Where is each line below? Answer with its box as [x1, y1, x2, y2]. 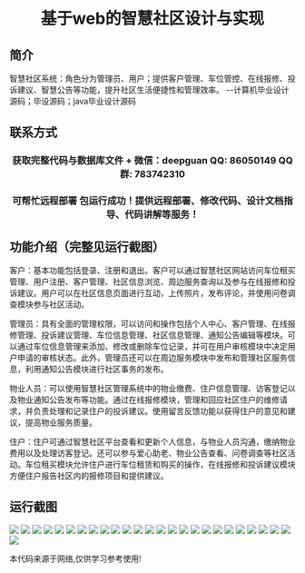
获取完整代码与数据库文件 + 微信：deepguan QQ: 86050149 [12, 154, 277, 167]
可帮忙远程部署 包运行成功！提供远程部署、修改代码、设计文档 [12, 194, 284, 207]
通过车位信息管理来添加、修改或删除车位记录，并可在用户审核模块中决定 [16, 341, 288, 352]
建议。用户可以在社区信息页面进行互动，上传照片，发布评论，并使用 [16, 288, 272, 299]
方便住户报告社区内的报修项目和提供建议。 [9, 470, 169, 481]
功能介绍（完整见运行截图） [9, 239, 165, 254]
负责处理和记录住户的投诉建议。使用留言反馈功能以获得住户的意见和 [33, 406, 288, 417]
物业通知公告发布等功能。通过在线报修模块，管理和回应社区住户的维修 [16, 394, 280, 405]
